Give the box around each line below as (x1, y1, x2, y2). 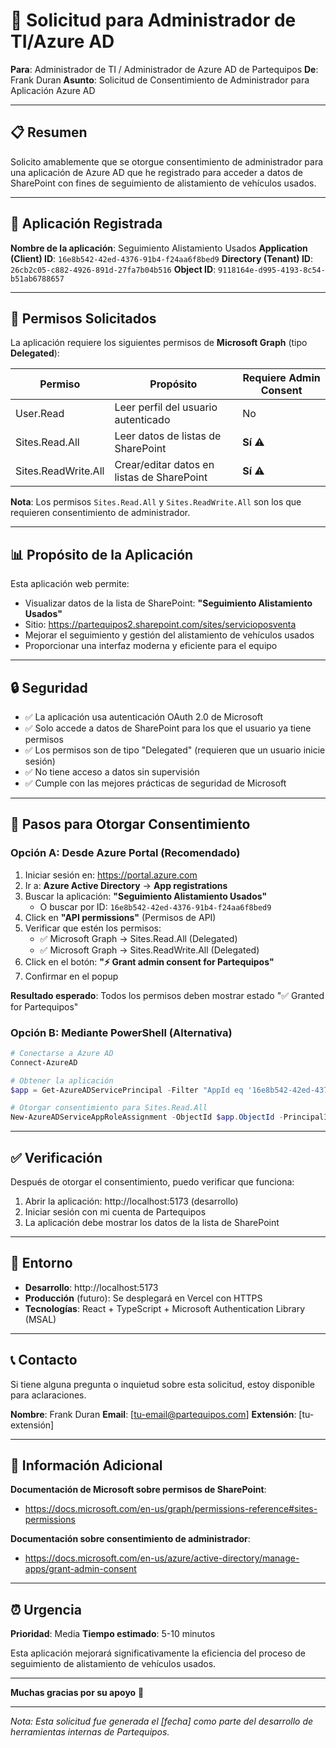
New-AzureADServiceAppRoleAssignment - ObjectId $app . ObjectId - (10, 1112, 284, 1123)
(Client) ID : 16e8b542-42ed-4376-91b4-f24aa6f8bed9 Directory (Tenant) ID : (10, 252, 314, 264)
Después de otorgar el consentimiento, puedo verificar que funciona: (10, 1176, 295, 1188)
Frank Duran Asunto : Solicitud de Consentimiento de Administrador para (10, 74, 310, 86)
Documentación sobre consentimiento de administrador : (10, 1533, 251, 1545)
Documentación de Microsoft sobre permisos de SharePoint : (10, 1484, 267, 1496)
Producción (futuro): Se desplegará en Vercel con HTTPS (24, 1292, 263, 1304)
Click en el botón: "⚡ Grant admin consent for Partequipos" (24, 955, 275, 968)
